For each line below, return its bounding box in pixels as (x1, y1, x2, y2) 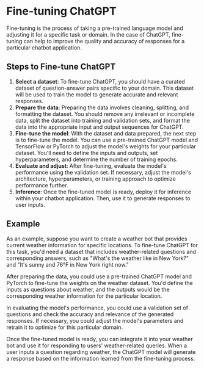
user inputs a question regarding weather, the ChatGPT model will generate (6, 348, 196, 355)
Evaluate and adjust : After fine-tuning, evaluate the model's (15, 162, 167, 169)
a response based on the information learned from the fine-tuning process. (6, 355, 195, 362)
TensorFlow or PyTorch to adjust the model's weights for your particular (15, 142, 197, 150)
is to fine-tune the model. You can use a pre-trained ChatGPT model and (15, 136, 199, 143)
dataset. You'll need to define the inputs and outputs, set (15, 149, 158, 156)
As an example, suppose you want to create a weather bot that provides (6, 235, 188, 242)
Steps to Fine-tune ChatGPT (6, 62, 116, 72)
